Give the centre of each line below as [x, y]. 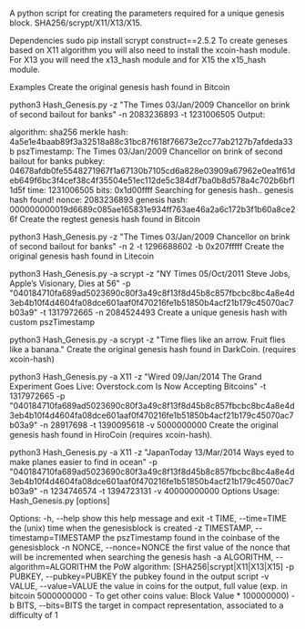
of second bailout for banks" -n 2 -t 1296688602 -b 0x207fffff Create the [147, 246]
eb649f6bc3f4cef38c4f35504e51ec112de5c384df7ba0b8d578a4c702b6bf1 [152, 180]
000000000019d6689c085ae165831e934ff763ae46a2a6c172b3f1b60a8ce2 [152, 209]
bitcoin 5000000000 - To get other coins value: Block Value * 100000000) [149, 596]
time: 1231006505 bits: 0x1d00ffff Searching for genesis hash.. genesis [160, 190]
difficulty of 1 [34, 615]
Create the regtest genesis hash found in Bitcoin [110, 219]
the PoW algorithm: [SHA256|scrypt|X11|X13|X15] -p [196, 567]
